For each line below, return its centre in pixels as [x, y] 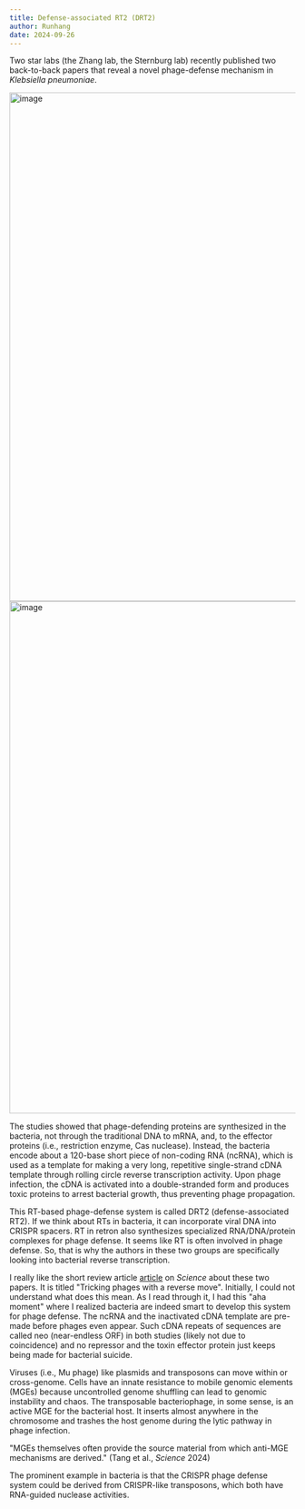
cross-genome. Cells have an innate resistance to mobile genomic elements [151, 1383]
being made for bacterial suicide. [71, 1355]
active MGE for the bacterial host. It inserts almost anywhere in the [134, 1412]
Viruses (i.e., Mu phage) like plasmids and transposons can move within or [149, 1373]
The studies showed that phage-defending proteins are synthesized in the [148, 1127]
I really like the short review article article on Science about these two [139, 1278]
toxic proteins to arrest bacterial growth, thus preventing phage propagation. [152, 1194]
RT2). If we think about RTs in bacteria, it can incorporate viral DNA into [143, 1222]
